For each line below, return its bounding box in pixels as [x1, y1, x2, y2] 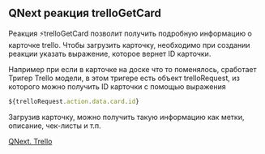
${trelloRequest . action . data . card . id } [8, 97, 139, 105]
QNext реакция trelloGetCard [8, 6, 162, 20]
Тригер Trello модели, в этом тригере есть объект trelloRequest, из [8, 73, 241, 83]
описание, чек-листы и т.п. [8, 121, 101, 130]
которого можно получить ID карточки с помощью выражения [8, 81, 227, 92]
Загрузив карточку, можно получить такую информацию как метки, [8, 112, 245, 122]
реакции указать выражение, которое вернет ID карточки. [8, 49, 212, 58]
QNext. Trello [8, 136, 53, 146]
